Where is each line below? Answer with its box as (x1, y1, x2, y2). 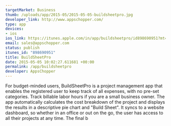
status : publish (5, 45, 40, 50)
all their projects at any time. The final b (5, 115, 89, 121)
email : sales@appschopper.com (5, 41, 70, 46)
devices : (5, 26, 24, 31)
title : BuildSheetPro (5, 54, 51, 60)
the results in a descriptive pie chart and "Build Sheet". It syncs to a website (5, 105, 164, 110)
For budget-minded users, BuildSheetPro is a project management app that (5, 83, 163, 89)
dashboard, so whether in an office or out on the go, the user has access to (5, 110, 164, 116)
